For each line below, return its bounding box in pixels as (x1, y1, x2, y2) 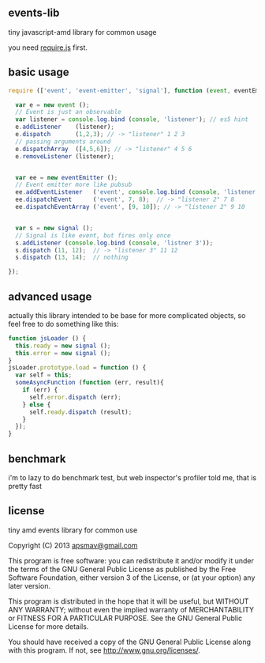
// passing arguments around (15, 138, 111, 146)
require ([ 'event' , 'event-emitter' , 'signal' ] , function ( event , (8, 86, 231, 94)
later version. (8, 581, 51, 590)
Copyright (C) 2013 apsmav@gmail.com (8, 540, 138, 550)
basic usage (8, 66, 69, 79)
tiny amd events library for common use (8, 525, 138, 535)
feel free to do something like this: (8, 319, 119, 328)
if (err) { (22, 386, 58, 394)
